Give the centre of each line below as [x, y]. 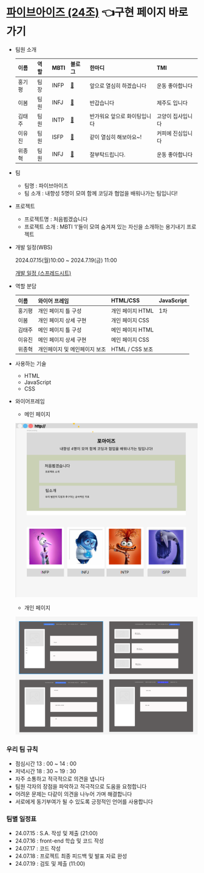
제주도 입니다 [172, 103]
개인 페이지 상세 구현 [62, 321]
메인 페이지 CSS [131, 339]
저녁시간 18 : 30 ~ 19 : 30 [46, 771]
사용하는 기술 [31, 364]
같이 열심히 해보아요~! [116, 137]
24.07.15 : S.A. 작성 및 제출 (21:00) [56, 833]
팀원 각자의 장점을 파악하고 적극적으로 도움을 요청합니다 [81, 786]
